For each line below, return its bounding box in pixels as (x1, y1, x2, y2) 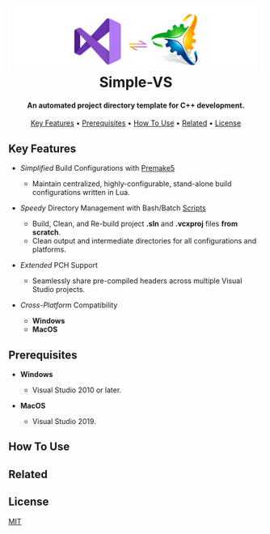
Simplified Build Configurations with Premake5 (19, 163, 175, 173)
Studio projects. (32, 285, 86, 295)
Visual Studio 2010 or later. (32, 385, 122, 395)
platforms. (32, 244, 66, 255)
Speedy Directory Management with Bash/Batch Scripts (19, 203, 206, 213)
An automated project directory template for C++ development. (27, 100, 245, 110)
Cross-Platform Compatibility (19, 300, 118, 310)
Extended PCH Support (19, 261, 99, 270)
